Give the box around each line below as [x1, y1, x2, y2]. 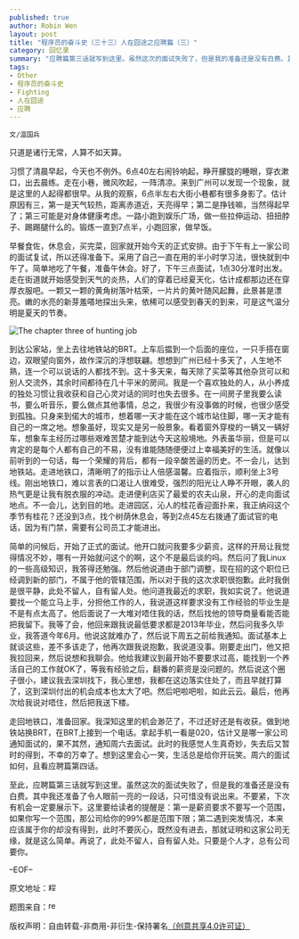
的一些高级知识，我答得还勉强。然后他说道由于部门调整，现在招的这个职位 [9, 564, 282, 574]
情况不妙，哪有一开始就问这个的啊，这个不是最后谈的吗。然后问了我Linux [16, 552, 287, 563]
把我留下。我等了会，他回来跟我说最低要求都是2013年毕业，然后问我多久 [9, 619, 277, 630]
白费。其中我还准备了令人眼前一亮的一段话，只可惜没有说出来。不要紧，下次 [9, 791, 290, 802]
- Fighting [9, 87, 50, 96]
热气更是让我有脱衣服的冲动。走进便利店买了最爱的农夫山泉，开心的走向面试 [9, 489, 290, 499]
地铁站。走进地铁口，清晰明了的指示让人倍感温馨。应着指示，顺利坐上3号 [9, 466, 279, 477]
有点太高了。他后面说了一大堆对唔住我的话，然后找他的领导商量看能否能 [24, 608, 290, 619]
